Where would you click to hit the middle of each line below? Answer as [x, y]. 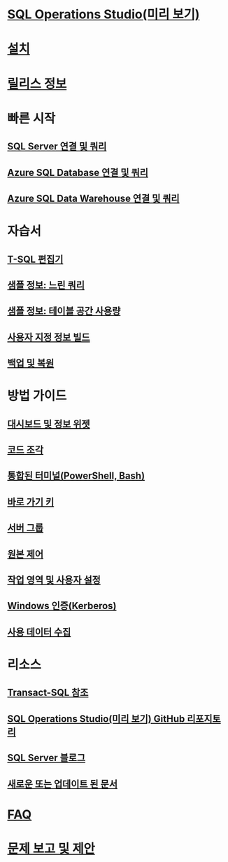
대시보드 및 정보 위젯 [49, 424]
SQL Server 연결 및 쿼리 [57, 147]
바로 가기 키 [31, 502]
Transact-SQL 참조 [48, 693]
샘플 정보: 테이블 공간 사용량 [64, 312]
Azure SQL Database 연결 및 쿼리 [78, 172]
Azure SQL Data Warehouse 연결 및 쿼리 [93, 198]
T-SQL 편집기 [35, 259]
